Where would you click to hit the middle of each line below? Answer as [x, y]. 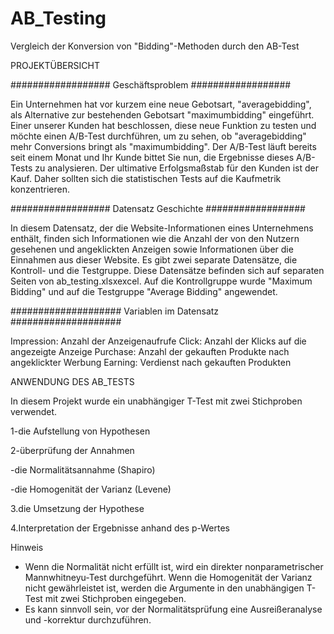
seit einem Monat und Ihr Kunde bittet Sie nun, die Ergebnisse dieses [152, 157]
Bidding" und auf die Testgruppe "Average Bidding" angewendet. [144, 291]
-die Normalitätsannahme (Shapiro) [83, 469]
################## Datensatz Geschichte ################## [158, 208]
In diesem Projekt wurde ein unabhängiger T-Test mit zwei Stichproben [156, 401]
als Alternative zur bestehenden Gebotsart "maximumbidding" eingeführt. [162, 114]
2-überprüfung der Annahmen [72, 450]
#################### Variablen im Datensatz [115, 311]
